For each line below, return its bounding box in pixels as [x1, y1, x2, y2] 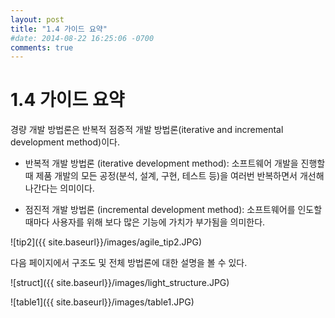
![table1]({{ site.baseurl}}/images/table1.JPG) [10, 296, 195, 308]
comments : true [10, 42, 74, 53]
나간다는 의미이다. [24, 182, 95, 195]
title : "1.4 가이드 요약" [10, 24, 108, 34]
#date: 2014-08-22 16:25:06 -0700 [10, 33, 155, 43]
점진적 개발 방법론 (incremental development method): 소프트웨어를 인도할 [24, 204, 323, 216]
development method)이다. [10, 136, 120, 148]
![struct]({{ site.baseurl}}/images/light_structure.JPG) [10, 277, 230, 289]
